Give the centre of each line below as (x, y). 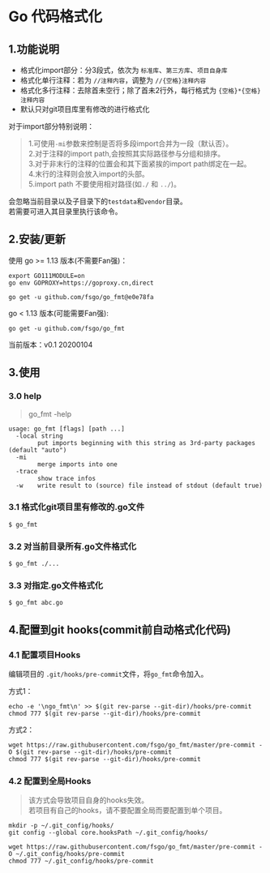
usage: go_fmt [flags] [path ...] (67, 429)
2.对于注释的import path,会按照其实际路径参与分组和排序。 (126, 154)
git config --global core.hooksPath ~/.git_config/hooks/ (108, 833)
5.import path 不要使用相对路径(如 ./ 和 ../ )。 (104, 184)
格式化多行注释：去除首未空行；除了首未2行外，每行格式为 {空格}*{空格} (140, 90)
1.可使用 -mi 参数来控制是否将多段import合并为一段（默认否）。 (131, 143)
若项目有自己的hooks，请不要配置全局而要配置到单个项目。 (127, 811)
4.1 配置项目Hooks (45, 655)
